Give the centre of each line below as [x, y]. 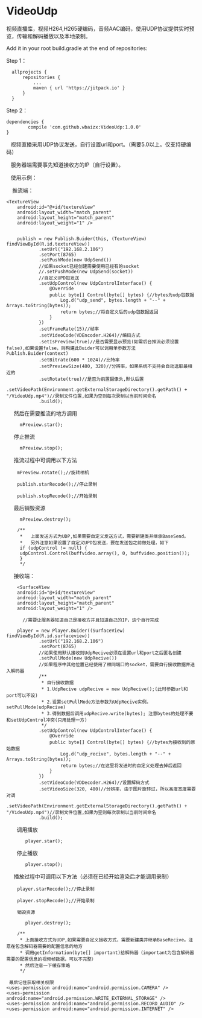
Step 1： [17, 60]
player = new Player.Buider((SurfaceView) [71, 631]
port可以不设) [22, 695]
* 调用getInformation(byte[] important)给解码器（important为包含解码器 [107, 953]
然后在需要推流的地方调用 [45, 413]
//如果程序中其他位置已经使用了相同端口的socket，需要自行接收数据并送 [116, 664]
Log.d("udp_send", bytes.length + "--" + [113, 300]
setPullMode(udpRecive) [36, 707]
